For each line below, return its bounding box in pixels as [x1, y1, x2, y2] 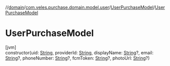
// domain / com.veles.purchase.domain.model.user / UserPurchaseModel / [5, 5, 155, 10]
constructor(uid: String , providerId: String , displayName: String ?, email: [5, 49, 154, 55]
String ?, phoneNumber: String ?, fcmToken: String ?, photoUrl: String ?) [5, 55, 150, 61]
